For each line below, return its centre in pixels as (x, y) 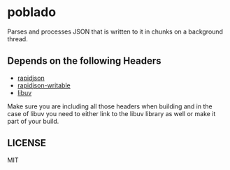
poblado (32, 12)
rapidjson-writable (44, 85)
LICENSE (27, 143)
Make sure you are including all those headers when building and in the (110, 106)
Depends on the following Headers (84, 61)
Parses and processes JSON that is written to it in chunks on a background (115, 31)
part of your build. (33, 121)
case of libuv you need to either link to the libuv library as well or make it (112, 113)
